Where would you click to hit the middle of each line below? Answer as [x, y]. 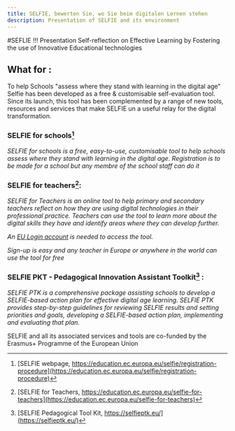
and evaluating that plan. [44, 322]
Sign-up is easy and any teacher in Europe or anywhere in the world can [112, 250]
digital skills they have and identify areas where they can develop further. [113, 223]
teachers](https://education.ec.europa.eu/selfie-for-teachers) [106, 399]
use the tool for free [36, 257]
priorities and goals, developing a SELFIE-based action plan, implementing [115, 315]
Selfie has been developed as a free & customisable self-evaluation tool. [111, 94]
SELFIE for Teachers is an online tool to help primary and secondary [106, 201]
